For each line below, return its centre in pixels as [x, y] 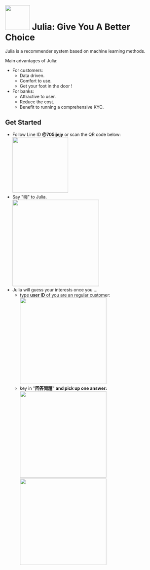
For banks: [23, 91]
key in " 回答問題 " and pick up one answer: [63, 388]
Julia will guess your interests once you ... [55, 289]
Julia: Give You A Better [81, 27]
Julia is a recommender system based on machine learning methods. [75, 51]
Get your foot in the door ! [46, 86]
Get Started [23, 123]
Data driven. [32, 75]
